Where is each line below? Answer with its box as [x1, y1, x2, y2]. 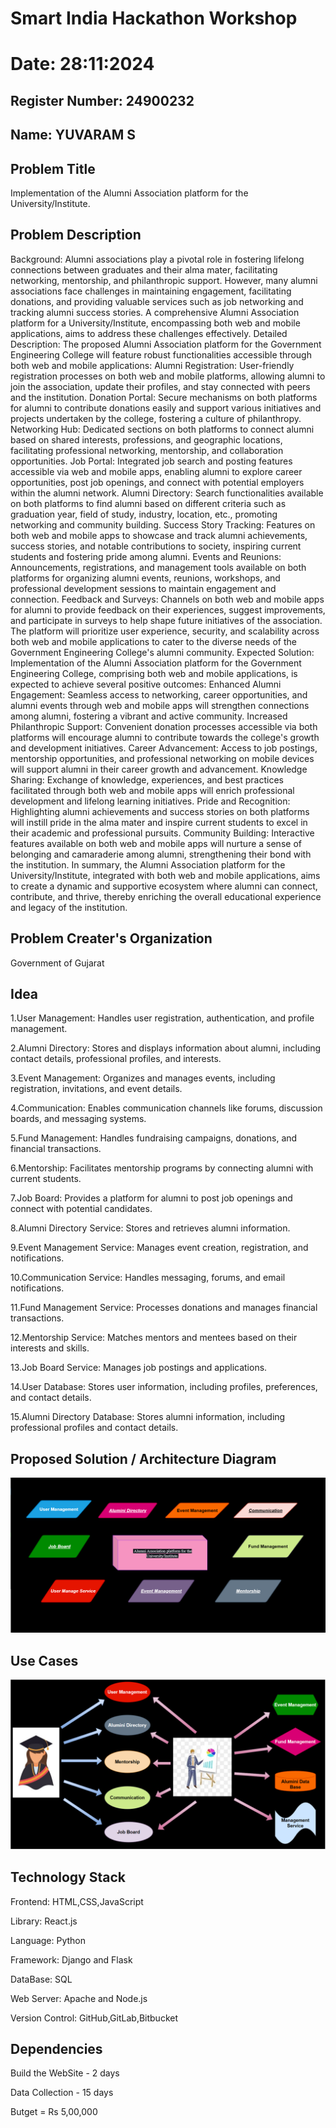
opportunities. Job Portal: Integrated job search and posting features [10, 455, 293, 467]
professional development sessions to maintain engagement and [10, 582, 277, 594]
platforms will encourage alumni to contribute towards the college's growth [10, 731, 320, 743]
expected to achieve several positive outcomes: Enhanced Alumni [10, 678, 282, 690]
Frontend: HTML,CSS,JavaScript [10, 1895, 144, 1907]
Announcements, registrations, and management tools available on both [10, 561, 307, 573]
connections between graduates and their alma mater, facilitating [10, 263, 278, 276]
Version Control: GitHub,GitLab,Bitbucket [10, 2012, 179, 2024]
